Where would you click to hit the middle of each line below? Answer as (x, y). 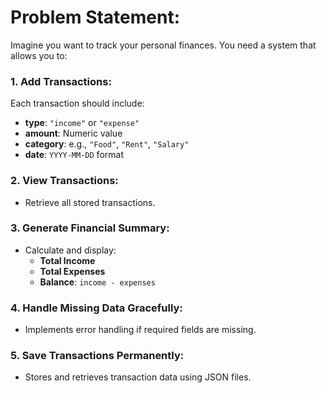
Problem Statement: (95, 17)
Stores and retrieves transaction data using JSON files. (138, 377)
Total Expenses (72, 271)
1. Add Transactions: (61, 81)
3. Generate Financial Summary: (90, 228)
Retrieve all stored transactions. (90, 202)
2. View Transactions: (64, 181)
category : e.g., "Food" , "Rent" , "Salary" (107, 144)
